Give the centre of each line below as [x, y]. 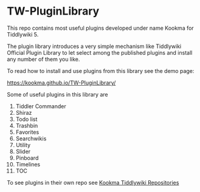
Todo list [26, 119]
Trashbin [27, 125]
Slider [23, 151]
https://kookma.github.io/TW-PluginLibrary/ [61, 83]
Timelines [28, 164]
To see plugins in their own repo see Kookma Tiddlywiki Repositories [93, 182]
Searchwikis [31, 139]
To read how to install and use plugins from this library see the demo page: [101, 70]
